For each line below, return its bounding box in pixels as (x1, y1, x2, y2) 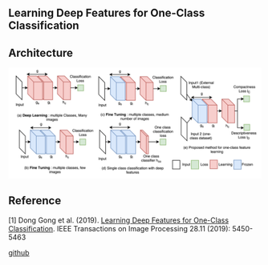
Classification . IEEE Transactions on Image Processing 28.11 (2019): (8, 223, 231, 233)
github (8, 247, 30, 257)
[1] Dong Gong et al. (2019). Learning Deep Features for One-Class (8, 215, 229, 225)
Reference (8, 194, 62, 207)
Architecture (8, 46, 74, 59)
